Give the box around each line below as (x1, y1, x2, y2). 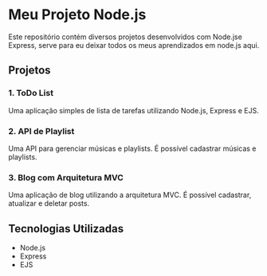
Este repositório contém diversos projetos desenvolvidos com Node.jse (8, 32, 243, 41)
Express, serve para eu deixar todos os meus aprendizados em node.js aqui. (8, 40, 260, 49)
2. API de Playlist (8, 125, 75, 136)
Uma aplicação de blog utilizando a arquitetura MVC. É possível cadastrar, (8, 190, 252, 200)
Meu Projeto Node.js (8, 6, 147, 24)
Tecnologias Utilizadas (8, 222, 124, 235)
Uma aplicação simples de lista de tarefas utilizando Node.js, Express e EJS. (8, 105, 259, 115)
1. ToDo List (8, 88, 54, 99)
